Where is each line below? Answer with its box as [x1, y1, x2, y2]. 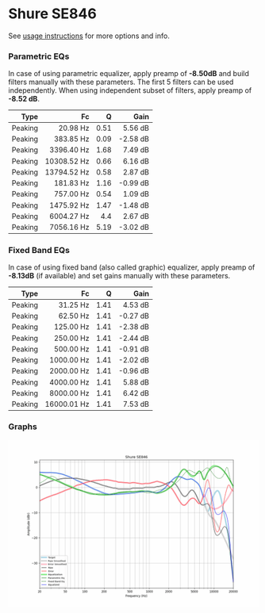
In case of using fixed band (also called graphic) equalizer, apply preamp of [8, 262, 255, 272]
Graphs [8, 421, 37, 432]
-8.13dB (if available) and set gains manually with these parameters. [8, 271, 231, 281]
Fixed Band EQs [8, 244, 70, 255]
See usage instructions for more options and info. [8, 31, 171, 40]
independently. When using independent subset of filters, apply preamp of [8, 86, 252, 95]
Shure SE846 [8, 5, 97, 23]
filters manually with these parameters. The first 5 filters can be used [8, 77, 234, 87]
